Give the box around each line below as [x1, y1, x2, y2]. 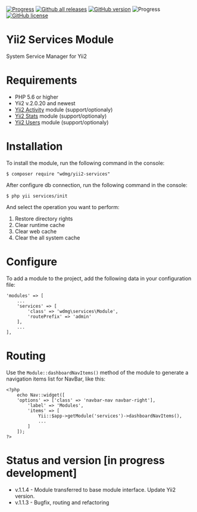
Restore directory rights [14, 215, 73, 222]
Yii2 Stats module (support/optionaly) [14, 112, 107, 119]
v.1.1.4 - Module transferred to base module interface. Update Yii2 [14, 486, 176, 493]
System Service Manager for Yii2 [6, 53, 87, 60]
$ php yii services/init [6, 193, 68, 199]
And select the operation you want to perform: [6, 203, 120, 210]
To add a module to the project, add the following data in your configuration [6, 275, 192, 282]
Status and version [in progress [6, 453, 165, 467]
